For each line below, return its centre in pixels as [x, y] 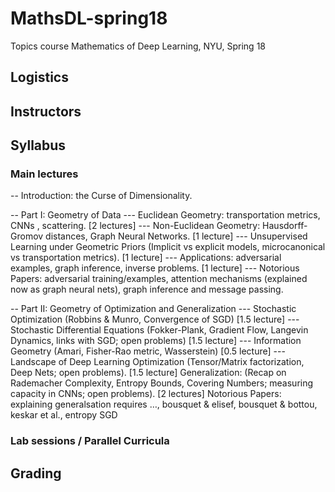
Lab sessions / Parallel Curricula [90, 441]
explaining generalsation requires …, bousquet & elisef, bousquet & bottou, [164, 404]
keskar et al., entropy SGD [64, 415]
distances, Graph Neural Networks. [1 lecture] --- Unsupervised [176, 236]
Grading [36, 473]
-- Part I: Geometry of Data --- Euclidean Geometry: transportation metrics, [165, 215]
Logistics [39, 77]
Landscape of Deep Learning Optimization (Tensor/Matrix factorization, [157, 362]
